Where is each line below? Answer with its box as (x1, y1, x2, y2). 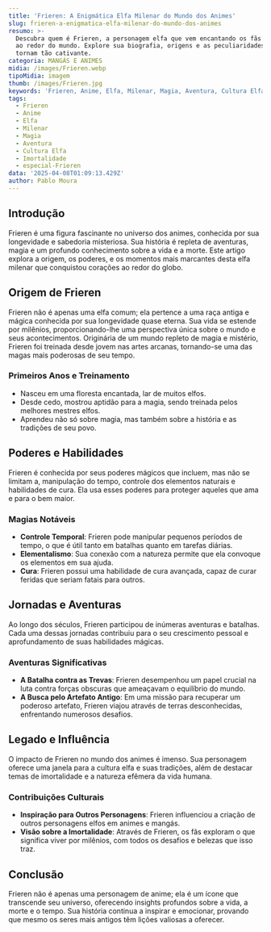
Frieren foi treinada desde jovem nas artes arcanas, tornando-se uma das (8, 341, 252, 351)
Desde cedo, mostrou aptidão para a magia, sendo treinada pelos (19, 397, 238, 407)
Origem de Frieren (8, 286, 102, 299)
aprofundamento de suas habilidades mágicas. (8, 637, 164, 646)
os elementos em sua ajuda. (19, 558, 114, 567)
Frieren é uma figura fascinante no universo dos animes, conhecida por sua (8, 228, 260, 238)
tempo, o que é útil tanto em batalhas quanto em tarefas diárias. (19, 540, 233, 550)
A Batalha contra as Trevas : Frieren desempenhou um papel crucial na (19, 675, 256, 685)
